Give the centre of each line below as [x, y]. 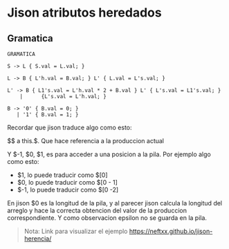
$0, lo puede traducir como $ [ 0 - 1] [67, 182]
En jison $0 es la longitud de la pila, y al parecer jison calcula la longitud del [115, 203]
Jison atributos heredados [84, 13]
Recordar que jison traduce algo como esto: [70, 127]
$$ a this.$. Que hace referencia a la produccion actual [86, 141]
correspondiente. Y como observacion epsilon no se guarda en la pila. [107, 218]
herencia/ [38, 239]
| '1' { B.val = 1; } [47, 115]
